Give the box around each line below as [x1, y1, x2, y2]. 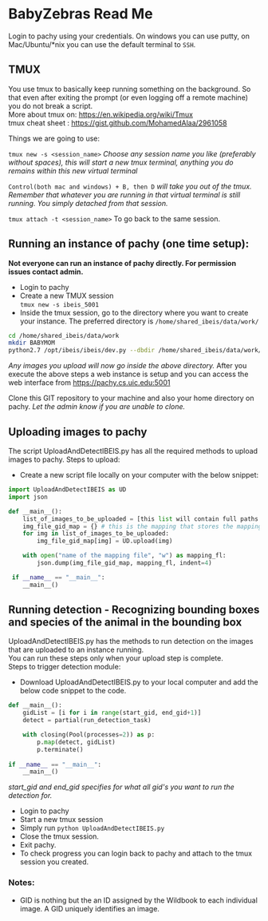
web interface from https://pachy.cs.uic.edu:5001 [8, 378, 171, 387]
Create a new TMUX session [19, 291, 114, 300]
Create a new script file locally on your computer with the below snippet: [19, 470, 259, 479]
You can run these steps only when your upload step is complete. [8, 653, 223, 663]
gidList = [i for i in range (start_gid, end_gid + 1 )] [22, 709, 202, 717]
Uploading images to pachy [8, 425, 148, 439]
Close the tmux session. [19, 832, 100, 841]
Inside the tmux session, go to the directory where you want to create [19, 308, 249, 317]
